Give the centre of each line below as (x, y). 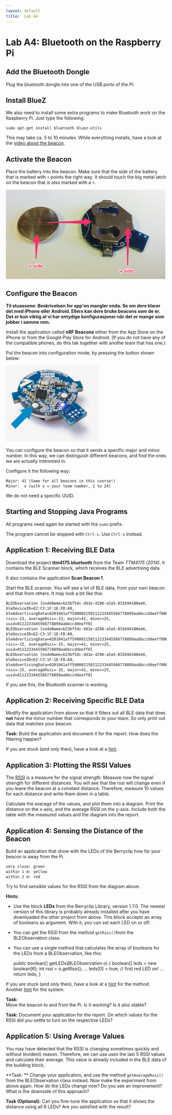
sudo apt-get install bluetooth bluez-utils (54, 128)
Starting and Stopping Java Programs (67, 512)
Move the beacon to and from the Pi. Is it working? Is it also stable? (76, 1005)
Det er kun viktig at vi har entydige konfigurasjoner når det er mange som (85, 316)
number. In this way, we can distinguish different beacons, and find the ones (86, 456)
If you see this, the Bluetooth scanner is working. (57, 685)
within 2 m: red (23, 877)
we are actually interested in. (36, 461)
